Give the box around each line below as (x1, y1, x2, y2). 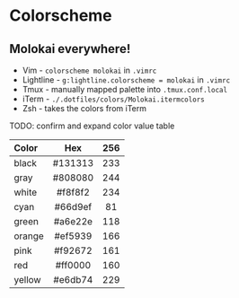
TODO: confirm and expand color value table (9, 120, 175, 131)
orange (13, 230, 45, 242)
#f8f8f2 (56, 186, 90, 198)
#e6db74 (53, 274, 93, 285)
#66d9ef (54, 201, 93, 213)
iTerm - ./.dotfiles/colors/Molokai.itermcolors (22, 93, 205, 104)
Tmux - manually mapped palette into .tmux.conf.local (22, 84, 227, 94)
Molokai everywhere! (9, 41, 131, 57)
